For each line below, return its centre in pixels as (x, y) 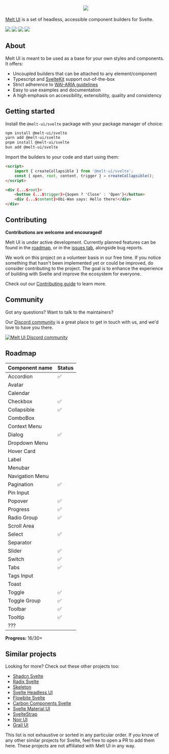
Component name (30, 368)
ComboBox (21, 418)
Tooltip (16, 617)
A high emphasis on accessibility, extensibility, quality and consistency (87, 95)
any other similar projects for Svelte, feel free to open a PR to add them (80, 740)
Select (16, 534)
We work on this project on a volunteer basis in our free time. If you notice (83, 257)
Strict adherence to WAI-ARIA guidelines (55, 84)
